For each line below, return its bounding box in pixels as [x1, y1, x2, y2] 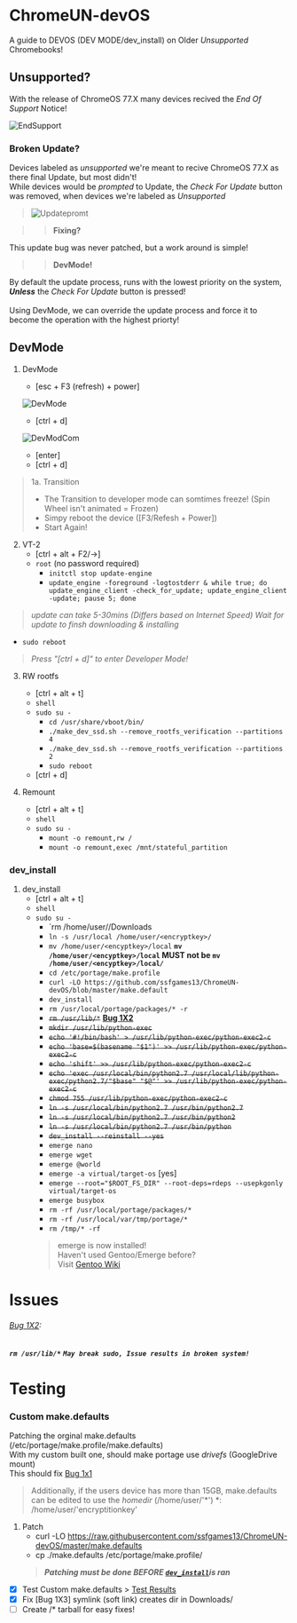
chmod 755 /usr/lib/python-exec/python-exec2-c [48, 1094, 228, 1104]
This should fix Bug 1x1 [9, 1469, 93, 1479]
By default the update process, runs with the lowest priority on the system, [9, 277, 282, 288]
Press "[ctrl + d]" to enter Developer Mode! [30, 653, 189, 664]
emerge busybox [48, 1196, 105, 1206]
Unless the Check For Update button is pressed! [9, 286, 186, 297]
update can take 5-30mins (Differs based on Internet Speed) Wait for [30, 609, 285, 620]
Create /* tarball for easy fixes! [21, 1604, 136, 1615]
